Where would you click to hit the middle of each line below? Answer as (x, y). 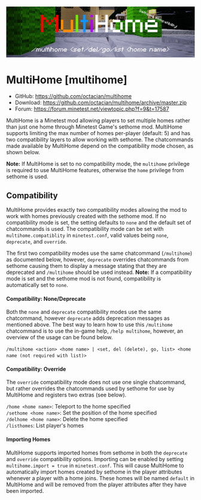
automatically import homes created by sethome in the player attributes (94, 472)
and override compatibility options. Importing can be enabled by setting (95, 459)
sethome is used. (28, 176)
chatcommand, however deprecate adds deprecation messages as (88, 318)
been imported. (25, 490)
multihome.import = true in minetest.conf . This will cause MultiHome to (95, 465)
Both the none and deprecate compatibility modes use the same (84, 312)
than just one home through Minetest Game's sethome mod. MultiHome (94, 127)
